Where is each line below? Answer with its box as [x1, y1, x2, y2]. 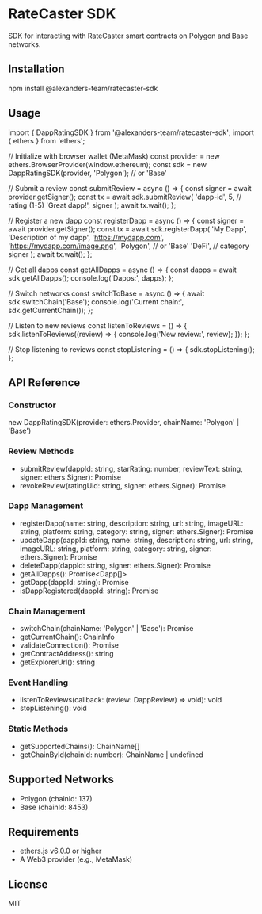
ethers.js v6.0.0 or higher [19, 846, 102, 856]
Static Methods [8, 723, 69, 734]
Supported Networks [8, 773, 115, 786]
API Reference [8, 376, 81, 389]
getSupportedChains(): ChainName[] [19, 741, 140, 751]
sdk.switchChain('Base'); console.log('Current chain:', [8, 296, 184, 306]
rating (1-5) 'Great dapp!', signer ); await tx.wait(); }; [8, 200, 177, 210]
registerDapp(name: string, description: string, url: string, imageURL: [19, 518, 244, 528]
